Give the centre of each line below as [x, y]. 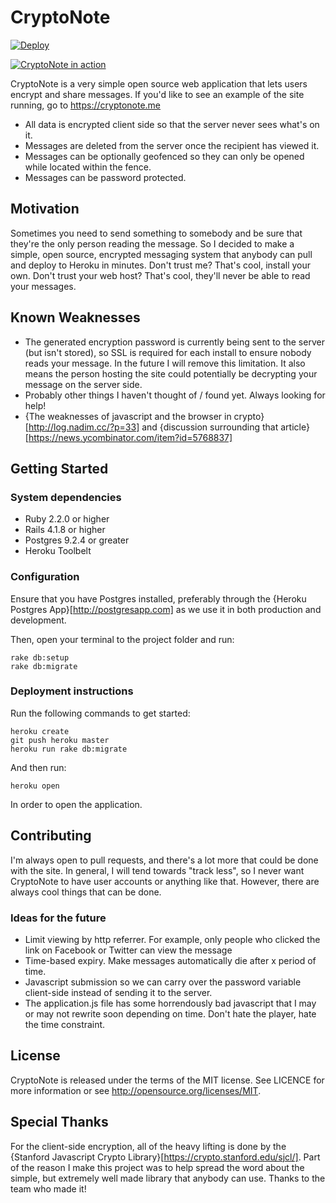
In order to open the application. [76, 804]
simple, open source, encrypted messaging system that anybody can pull [161, 254]
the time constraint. [65, 1024]
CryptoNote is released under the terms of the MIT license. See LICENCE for [167, 1080]
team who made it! [48, 1188]
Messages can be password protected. [105, 177]
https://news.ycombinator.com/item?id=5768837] [130, 437]
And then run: [38, 767]
